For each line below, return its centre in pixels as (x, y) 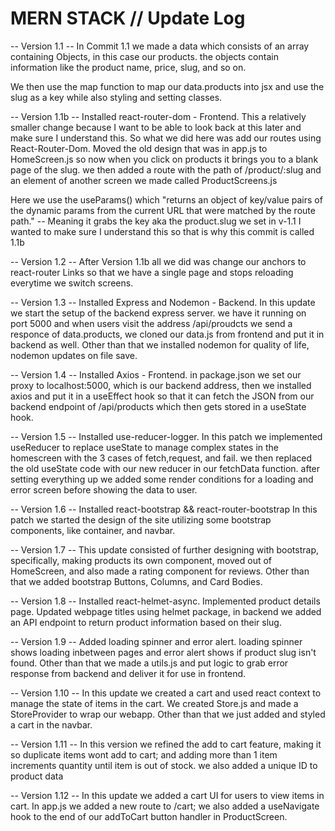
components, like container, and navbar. (93, 530)
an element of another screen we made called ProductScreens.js (144, 180)
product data (37, 776)
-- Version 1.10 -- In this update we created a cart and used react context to (166, 693)
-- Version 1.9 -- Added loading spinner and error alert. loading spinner (156, 641)
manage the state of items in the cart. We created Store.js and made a (154, 703)
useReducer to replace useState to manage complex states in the (144, 447)
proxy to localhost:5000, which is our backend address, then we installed (161, 385)
